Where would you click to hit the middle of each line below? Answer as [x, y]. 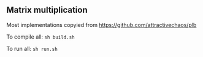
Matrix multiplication [47, 10]
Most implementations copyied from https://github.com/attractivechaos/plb [101, 25]
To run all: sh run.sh [32, 48]
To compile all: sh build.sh [40, 37]
